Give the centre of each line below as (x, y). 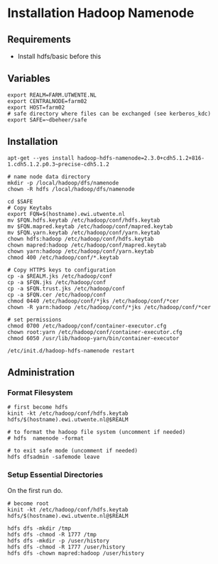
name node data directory (52, 177)
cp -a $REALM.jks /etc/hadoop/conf (60, 276)
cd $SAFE (20, 201)
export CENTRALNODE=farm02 (47, 101)
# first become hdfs (38, 407)
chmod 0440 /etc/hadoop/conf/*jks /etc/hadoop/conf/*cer (93, 301)
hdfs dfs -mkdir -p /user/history (59, 541)
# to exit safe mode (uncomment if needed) (73, 451)
